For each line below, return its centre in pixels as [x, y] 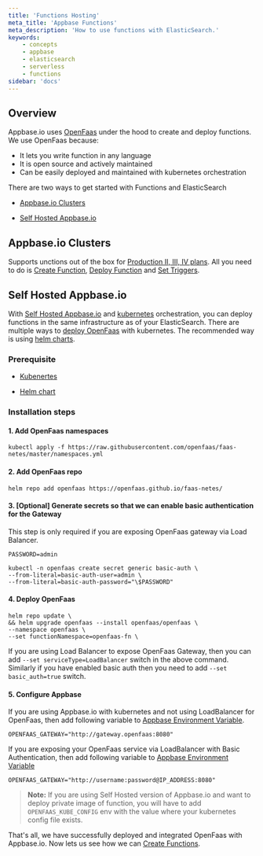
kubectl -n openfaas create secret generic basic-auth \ [103, 568]
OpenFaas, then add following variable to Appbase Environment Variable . [126, 720]
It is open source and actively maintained [86, 164]
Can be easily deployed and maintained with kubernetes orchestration [133, 172]
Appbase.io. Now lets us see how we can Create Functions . [104, 843]
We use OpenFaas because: [54, 140]
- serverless [44, 67]
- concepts [40, 45]
